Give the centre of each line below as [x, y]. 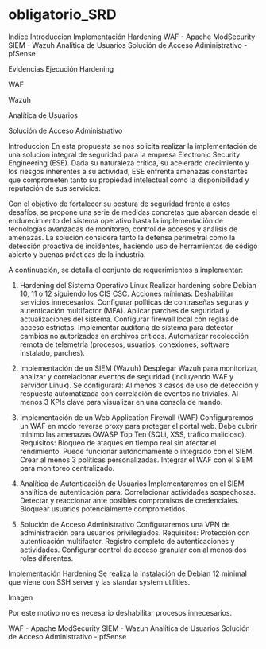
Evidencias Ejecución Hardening [61, 68]
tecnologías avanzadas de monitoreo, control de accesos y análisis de [123, 229]
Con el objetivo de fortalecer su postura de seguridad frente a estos [119, 204]
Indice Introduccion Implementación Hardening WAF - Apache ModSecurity [132, 37]
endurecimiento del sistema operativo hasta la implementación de [116, 220]
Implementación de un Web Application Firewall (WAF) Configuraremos [136, 417]
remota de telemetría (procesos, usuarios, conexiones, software [124, 344]
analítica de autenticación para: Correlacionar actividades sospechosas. [138, 492]
